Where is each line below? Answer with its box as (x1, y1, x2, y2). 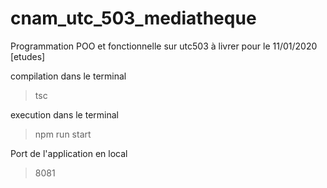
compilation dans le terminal (10, 70, 127, 82)
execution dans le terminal (10, 108, 119, 121)
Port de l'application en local (10, 147, 128, 159)
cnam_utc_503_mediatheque (10, 7, 257, 30)
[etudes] (10, 50, 46, 62)
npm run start (34, 128, 92, 140)
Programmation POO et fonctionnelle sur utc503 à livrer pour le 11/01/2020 (10, 40, 318, 52)
